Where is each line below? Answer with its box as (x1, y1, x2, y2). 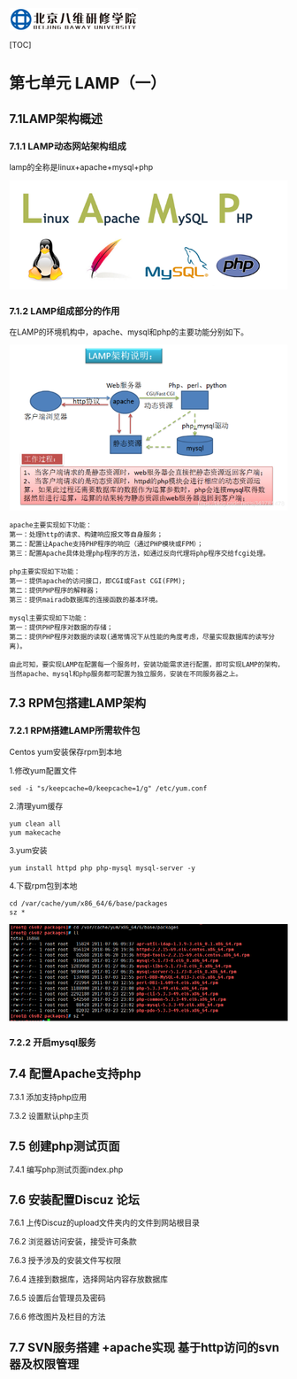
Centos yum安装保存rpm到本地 (9, 746, 122, 757)
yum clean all (9, 819, 62, 828)
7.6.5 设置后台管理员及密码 (9, 1292, 106, 1304)
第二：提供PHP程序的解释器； (9, 586, 101, 595)
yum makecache (9, 828, 62, 837)
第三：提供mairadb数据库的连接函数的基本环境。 (9, 595, 163, 605)
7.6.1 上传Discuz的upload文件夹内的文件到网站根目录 (9, 1217, 201, 1229)
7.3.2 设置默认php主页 (9, 1110, 90, 1121)
